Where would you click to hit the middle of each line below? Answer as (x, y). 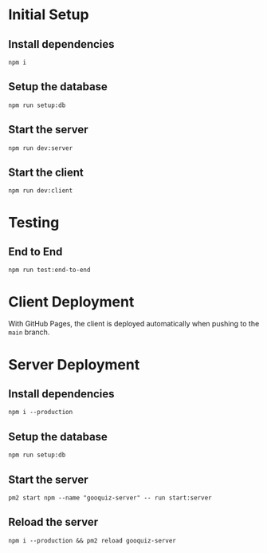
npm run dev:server (41, 148)
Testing (34, 222)
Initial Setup (49, 15)
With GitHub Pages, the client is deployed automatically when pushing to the (134, 324)
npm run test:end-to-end (49, 270)
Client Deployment (71, 302)
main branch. (29, 332)
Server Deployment (74, 364)
